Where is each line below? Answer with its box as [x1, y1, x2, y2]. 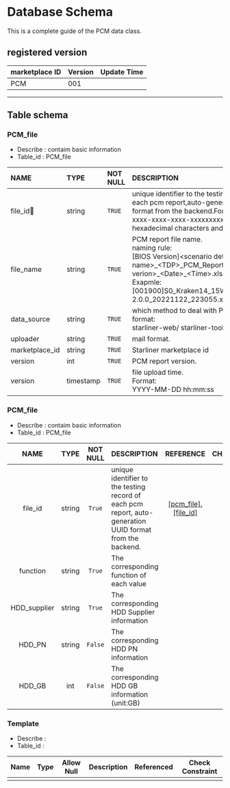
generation [111, 516, 146, 526]
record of [111, 490, 142, 500]
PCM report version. [131, 356, 197, 366]
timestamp [66, 376, 101, 386]
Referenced [134, 763, 173, 772]
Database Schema [7, 4, 114, 20]
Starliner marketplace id [131, 345, 209, 355]
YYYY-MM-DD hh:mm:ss [131, 385, 214, 395]
